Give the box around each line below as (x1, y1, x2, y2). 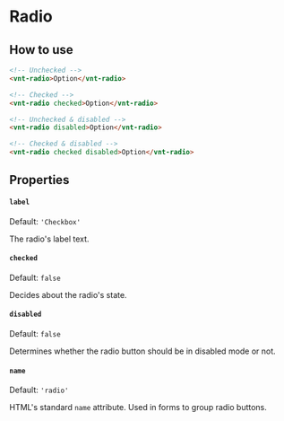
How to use (9, 42, 73, 57)
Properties (9, 172, 70, 188)
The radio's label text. (9, 233, 90, 244)
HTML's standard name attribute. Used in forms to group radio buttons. (9, 402, 267, 413)
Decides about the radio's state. (9, 289, 127, 300)
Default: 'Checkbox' (9, 215, 82, 226)
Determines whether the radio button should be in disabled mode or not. (9, 346, 276, 356)
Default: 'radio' (9, 384, 69, 396)
